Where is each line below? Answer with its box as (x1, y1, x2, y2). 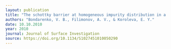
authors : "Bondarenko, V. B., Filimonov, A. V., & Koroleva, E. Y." (5, 17, 155, 22)
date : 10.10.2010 (5, 21, 42, 27)
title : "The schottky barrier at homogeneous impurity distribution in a (5, 12, 166, 17)
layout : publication (5, 7, 50, 13)
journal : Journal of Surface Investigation (5, 31, 100, 36)
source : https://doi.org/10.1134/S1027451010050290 (5, 36, 118, 41)
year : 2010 (5, 27, 29, 32)
